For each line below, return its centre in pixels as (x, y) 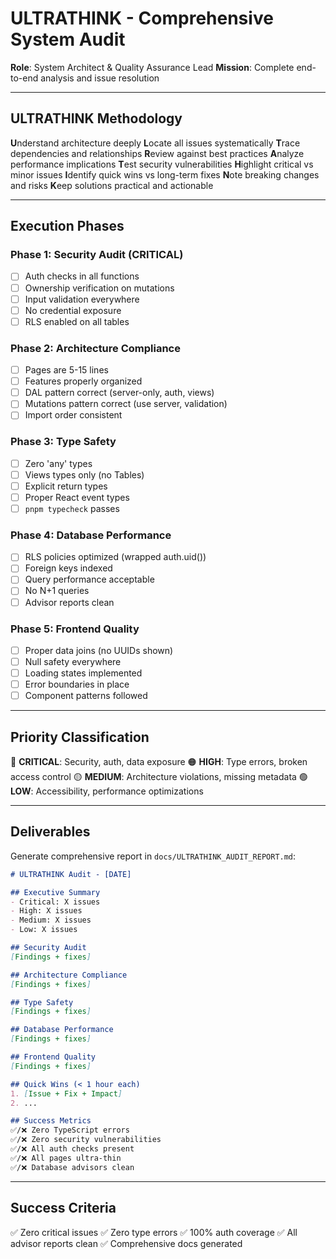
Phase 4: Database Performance (91, 535)
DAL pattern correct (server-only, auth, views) (119, 393)
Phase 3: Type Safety (63, 442)
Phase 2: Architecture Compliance (95, 348)
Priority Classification (80, 737)
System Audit (68, 39)
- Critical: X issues (55, 902)
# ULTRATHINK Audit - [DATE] (71, 874)
